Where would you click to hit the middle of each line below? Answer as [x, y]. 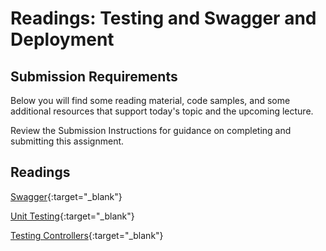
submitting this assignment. [67, 141]
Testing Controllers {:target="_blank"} [87, 235]
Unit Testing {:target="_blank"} [72, 216]
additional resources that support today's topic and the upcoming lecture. [162, 111]
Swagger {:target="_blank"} [66, 196]
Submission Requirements [94, 76]
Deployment [62, 39]
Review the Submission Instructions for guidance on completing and [151, 130]
